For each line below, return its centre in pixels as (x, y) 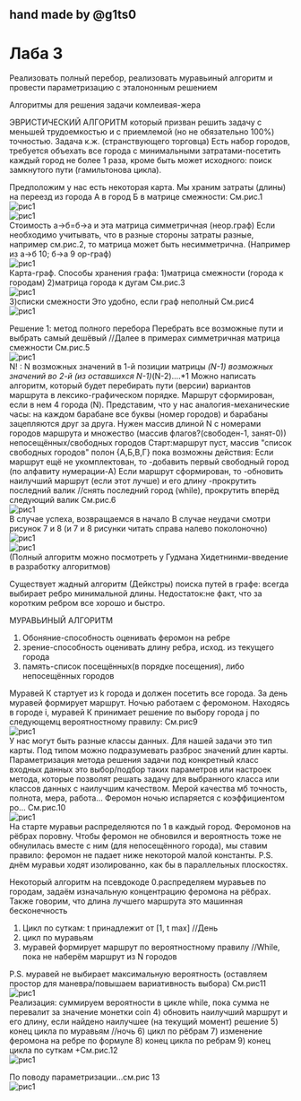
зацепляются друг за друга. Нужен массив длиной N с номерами (135, 424)
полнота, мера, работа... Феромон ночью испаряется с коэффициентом (147, 798)
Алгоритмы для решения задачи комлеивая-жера (105, 105)
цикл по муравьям (58, 938)
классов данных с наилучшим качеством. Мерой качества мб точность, (148, 789)
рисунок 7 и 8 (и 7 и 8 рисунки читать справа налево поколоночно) (138, 529)
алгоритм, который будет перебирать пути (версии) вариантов (130, 386)
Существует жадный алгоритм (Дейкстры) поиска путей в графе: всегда (149, 584)
